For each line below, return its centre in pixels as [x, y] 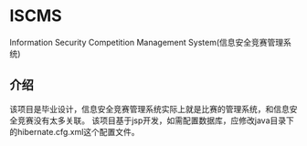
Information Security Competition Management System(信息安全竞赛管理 [147, 42]
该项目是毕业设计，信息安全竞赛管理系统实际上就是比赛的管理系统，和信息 [149, 109]
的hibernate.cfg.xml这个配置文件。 [74, 131]
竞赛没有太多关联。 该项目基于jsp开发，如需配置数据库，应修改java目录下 [155, 120]
